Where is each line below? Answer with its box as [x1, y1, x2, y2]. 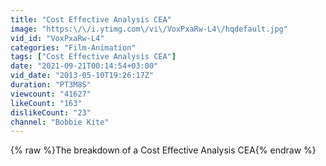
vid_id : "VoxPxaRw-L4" [10, 33, 105, 43]
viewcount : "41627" [10, 89, 92, 99]
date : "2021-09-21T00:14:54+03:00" [10, 61, 159, 71]
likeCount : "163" [10, 98, 83, 108]
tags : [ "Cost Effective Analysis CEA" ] [10, 52, 177, 62]
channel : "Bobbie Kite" [10, 117, 110, 127]
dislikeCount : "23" [10, 107, 92, 118]
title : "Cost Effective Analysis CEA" [10, 14, 172, 25]
